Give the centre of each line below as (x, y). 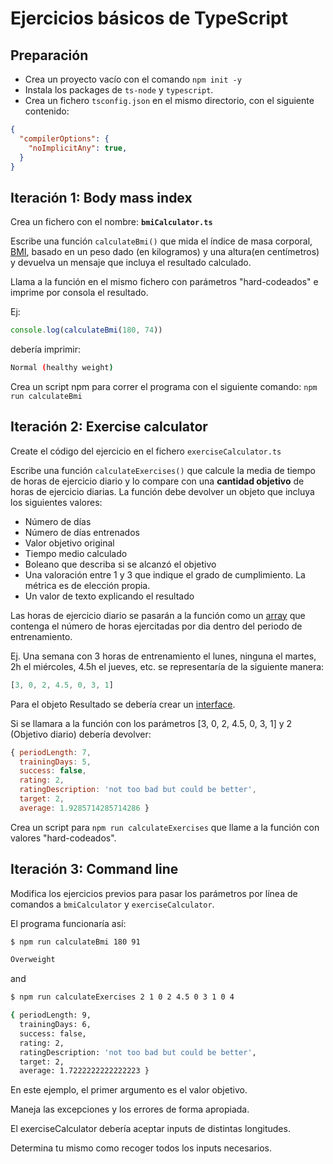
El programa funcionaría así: (68, 923)
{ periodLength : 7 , (51, 752)
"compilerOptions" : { (64, 138)
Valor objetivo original (69, 543)
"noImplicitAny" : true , (78, 148)
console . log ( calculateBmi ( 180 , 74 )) (86, 330)
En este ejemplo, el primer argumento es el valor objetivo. (129, 1090)
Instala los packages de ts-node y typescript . (119, 90)
